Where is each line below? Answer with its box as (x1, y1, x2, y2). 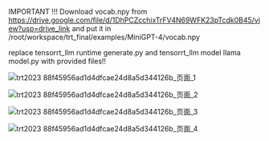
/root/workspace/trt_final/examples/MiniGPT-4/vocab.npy (8, 32, 201, 42)
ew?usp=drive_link (8, 24, 71, 33)
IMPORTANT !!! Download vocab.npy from (8, 7, 148, 16)
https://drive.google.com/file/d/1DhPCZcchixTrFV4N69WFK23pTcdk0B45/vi (8, 15, 261, 25)
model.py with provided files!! (8, 56, 107, 66)
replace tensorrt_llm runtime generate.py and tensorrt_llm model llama (8, 48, 241, 57)
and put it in (71, 24, 112, 33)
